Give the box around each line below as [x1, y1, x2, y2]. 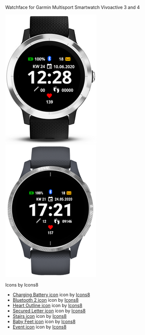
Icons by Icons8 [5, 282, 39, 288]
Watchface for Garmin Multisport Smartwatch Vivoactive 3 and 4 [5, 5, 140, 10]
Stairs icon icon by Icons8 [12, 313, 67, 319]
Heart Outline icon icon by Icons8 [12, 303, 82, 308]
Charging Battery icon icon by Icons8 [12, 292, 90, 298]
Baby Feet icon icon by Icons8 [12, 318, 76, 324]
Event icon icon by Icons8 [12, 324, 67, 330]
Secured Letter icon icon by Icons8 [12, 308, 86, 314]
